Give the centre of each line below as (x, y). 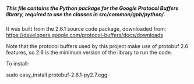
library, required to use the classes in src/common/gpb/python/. (86, 14)
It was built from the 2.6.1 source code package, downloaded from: (86, 28)
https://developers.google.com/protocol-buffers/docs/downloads (84, 35)
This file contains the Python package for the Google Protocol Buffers (92, 8)
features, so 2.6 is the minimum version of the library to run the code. (89, 52)
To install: (17, 63)
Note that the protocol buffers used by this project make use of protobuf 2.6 (97, 46)
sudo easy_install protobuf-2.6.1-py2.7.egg (57, 75)
